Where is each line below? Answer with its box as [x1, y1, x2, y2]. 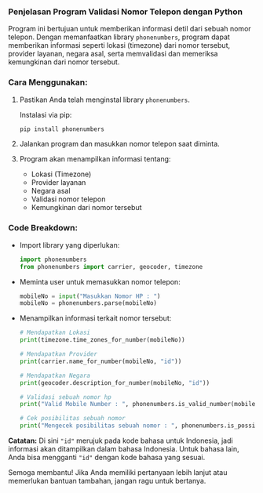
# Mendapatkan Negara [19, 372, 90, 379]
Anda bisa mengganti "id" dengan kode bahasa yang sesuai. [8, 453, 206, 462]
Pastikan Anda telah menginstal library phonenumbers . [19, 95, 190, 104]
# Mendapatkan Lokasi [19, 328, 90, 337]
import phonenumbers [19, 256, 87, 263]
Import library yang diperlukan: [19, 240, 120, 249]
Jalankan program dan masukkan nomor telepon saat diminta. [19, 140, 220, 149]
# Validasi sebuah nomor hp [19, 393, 111, 401]
